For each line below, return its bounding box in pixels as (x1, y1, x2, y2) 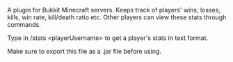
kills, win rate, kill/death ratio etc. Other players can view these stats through (7, 13, 227, 21)
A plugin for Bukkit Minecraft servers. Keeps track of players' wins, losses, (7, 6, 221, 14)
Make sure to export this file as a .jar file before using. (7, 48, 162, 55)
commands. (7, 21, 42, 28)
